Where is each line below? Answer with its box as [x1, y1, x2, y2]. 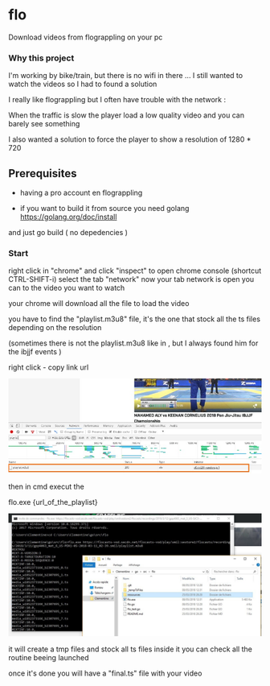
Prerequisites [8, 167, 77, 180]
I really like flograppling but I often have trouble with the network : [8, 95, 227, 105]
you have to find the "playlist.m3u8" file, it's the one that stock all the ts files [8, 314, 261, 324]
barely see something [8, 119, 80, 129]
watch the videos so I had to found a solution [8, 79, 157, 89]
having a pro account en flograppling [19, 188, 143, 198]
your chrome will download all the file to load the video [8, 299, 190, 308]
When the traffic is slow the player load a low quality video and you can [8, 110, 245, 120]
